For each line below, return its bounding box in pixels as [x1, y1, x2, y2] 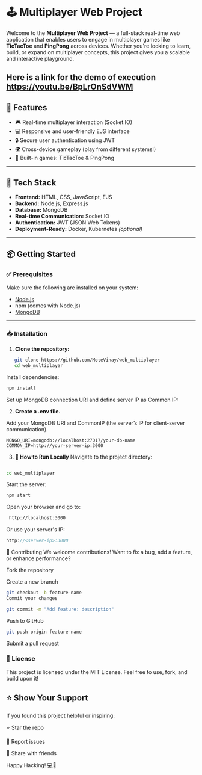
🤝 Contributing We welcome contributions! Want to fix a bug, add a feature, [6, 549, 192, 556]
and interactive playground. [6, 55, 75, 62]
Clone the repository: [14, 345, 70, 353]
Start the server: [6, 481, 47, 488]
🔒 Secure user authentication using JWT [14, 137, 115, 144]
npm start [6, 492, 31, 499]
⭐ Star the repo [6, 724, 44, 731]
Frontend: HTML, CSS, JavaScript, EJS [14, 193, 112, 200]
